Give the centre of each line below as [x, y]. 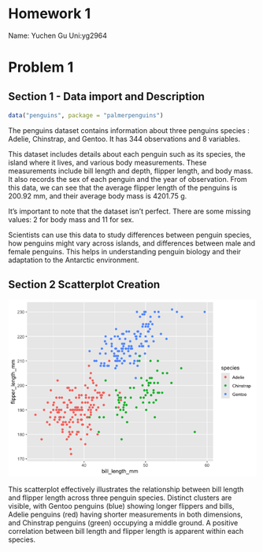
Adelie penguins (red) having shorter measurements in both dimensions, [126, 514]
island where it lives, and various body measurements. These [107, 162]
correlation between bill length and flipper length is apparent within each [126, 531]
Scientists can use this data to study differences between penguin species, [130, 235]
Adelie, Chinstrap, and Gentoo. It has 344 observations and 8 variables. [124, 139]
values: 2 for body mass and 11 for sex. [71, 219]
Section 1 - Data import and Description [106, 96]
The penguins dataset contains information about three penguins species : [129, 130]
